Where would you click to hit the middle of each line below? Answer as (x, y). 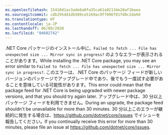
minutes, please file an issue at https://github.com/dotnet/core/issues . (78, 127)
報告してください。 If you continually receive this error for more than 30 (79, 121)
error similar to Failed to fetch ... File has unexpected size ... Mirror (83, 66)
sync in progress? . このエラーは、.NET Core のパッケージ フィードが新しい (84, 72)
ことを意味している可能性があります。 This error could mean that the (80, 85)
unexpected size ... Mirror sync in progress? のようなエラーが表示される (84, 54)
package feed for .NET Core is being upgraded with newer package (75, 90)
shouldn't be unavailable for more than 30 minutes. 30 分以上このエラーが (82, 109)
